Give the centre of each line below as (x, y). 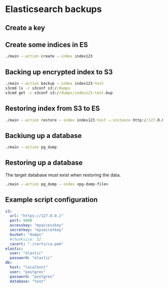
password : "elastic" (31, 258)
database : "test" (28, 281)
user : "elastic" (26, 253)
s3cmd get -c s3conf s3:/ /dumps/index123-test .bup (59, 93)
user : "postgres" (28, 272)
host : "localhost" (29, 267)
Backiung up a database (43, 136)
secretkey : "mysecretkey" (37, 230)
